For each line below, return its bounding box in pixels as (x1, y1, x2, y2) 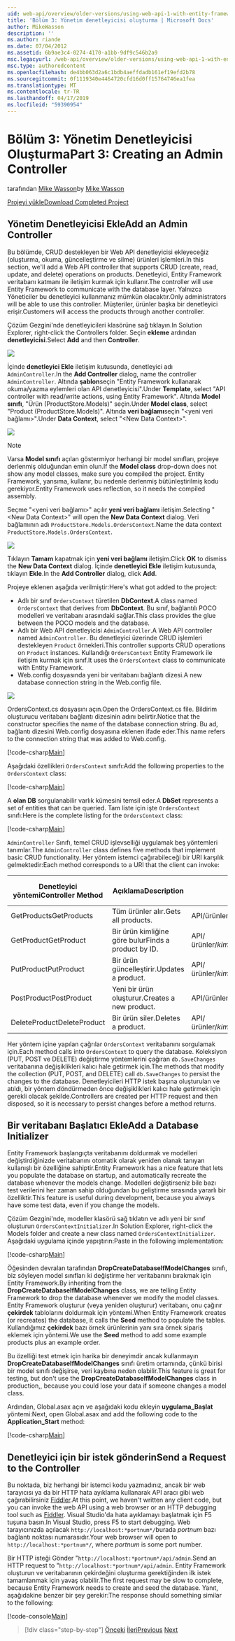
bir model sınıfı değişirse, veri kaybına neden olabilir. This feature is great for (7, 1367, 226, 1375)
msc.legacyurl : (7, 56, 52, 63)
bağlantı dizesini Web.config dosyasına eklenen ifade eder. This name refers (7, 727, 226, 735)
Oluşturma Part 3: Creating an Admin (7, 146, 224, 162)
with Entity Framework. (17, 663, 84, 672)
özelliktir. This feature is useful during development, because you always (7, 1194, 215, 1202)
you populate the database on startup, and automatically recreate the (7, 1171, 207, 1180)
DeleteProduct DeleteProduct (10, 1017, 106, 1027)
